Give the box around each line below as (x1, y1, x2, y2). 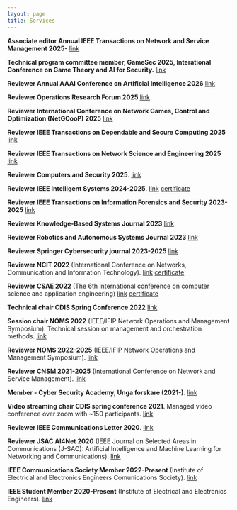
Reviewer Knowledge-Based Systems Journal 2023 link (7, 219, 175, 228)
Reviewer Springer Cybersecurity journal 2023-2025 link (7, 246, 179, 255)
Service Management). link (7, 374, 86, 383)
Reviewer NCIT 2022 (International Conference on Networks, (7, 260, 187, 269)
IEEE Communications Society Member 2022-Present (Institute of (7, 465, 204, 474)
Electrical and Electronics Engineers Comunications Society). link (7, 473, 197, 482)
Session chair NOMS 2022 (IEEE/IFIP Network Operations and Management (7, 316, 230, 325)
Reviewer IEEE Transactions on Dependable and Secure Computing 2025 (7, 128, 226, 136)
